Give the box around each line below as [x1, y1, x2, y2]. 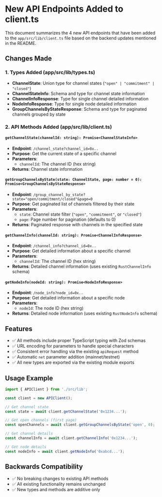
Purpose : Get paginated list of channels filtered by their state [12, 201, 135, 207]
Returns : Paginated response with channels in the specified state [12, 221, 143, 227]
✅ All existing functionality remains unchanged [12, 481, 106, 487]
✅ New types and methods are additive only [12, 486, 100, 492]
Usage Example [5, 374, 53, 382]
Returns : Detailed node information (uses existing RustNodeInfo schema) [12, 311, 158, 317]
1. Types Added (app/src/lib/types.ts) [5, 69, 96, 76]
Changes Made [5, 55, 52, 63]
